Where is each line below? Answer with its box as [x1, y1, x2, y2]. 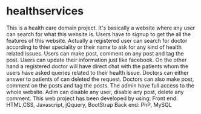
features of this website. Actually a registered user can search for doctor [6, 37, 188, 44]
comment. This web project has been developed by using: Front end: [6, 95, 178, 102]
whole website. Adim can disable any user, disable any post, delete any [6, 88, 184, 95]
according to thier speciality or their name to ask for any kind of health [6, 43, 182, 51]
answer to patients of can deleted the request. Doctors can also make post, [6, 75, 194, 83]
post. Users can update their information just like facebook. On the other [6, 56, 187, 63]
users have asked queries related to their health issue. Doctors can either [6, 69, 189, 76]
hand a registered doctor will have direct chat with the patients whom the [6, 62, 189, 70]
